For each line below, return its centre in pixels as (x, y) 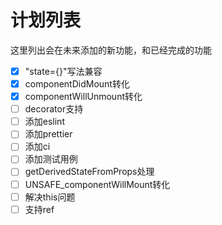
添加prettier (48, 134)
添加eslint (44, 122)
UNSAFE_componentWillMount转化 (97, 184)
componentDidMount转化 (77, 84)
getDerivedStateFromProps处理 (89, 172)
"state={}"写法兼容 (63, 71)
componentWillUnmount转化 (83, 97)
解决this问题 (50, 197)
